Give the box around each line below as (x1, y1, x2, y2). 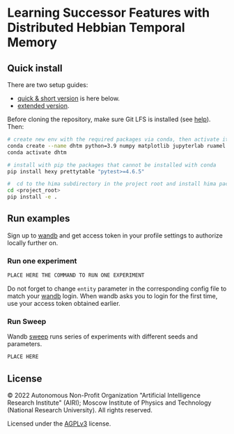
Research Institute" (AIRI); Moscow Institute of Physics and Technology (7, 398, 212, 407)
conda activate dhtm (7, 148, 68, 156)
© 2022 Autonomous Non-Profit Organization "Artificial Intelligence (7, 391, 201, 399)
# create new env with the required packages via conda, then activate (7, 136, 219, 143)
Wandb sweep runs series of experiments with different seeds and (7, 332, 198, 341)
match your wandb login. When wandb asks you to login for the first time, (7, 291, 218, 300)
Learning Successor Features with (7, 5, 210, 21)
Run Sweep (7, 316, 47, 326)
